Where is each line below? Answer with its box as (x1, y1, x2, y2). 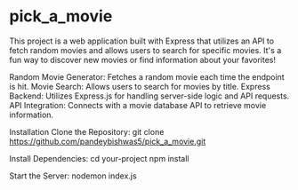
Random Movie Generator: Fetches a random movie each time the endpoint (9, 71, 285, 82)
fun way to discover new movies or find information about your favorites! (9, 54, 277, 65)
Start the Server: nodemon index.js (9, 170, 137, 181)
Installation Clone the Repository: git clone (9, 126, 165, 137)
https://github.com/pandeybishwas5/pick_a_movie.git (9, 136, 206, 146)
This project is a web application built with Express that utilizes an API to (9, 36, 274, 46)
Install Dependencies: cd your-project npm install (9, 153, 189, 163)
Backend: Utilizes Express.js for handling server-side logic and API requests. (9, 91, 290, 101)
